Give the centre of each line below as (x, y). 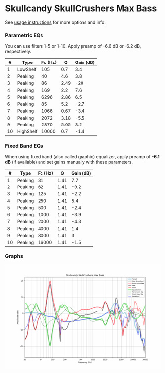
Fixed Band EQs (24, 146)
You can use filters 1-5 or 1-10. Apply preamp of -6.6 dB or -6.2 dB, (73, 46)
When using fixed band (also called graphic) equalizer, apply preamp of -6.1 (82, 157)
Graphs (14, 256)
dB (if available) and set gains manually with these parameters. (69, 162)
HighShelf (27, 131)
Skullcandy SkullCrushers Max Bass (81, 9)
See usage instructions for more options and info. (56, 22)
